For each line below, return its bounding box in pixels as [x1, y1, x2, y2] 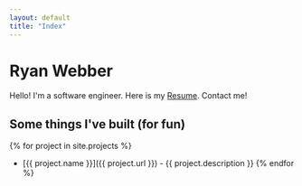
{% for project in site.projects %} [9, 141, 133, 152]
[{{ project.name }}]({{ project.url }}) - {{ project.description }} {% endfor [22, 158, 295, 169]
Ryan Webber [9, 60, 114, 81]
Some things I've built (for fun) [9, 116, 185, 132]
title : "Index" [9, 22, 67, 31]
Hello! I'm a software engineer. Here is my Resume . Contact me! [9, 90, 248, 101]
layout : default [9, 13, 71, 23]
